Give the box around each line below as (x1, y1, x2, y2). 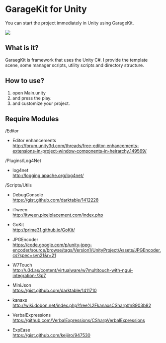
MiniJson (12, 282, 31, 288)
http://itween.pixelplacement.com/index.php (12, 212, 103, 218)
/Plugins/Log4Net (5, 158, 41, 164)
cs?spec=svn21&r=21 (12, 253, 56, 258)
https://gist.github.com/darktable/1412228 (12, 197, 99, 203)
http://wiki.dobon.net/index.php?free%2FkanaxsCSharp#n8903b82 (12, 302, 152, 309)
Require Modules (5, 114, 59, 123)
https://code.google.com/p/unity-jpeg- (12, 242, 92, 248)
